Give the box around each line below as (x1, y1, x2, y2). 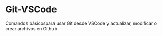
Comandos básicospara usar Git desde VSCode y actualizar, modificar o (5, 20, 157, 26)
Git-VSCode (5, 4, 57, 15)
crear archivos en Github (5, 25, 58, 31)
